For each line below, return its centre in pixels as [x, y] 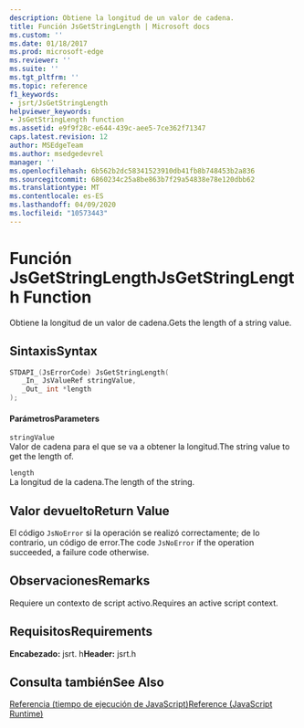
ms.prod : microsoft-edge [57, 52]
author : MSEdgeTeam [47, 145]
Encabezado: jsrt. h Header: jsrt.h [73, 653]
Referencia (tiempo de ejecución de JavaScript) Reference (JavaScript [141, 704]
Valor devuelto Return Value [90, 511]
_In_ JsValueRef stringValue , [79, 381]
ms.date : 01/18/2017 [49, 43]
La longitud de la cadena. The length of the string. [102, 482]
